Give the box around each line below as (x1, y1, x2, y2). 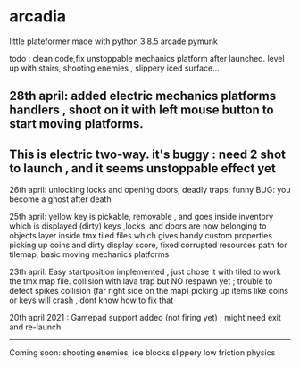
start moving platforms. (9, 116, 145, 131)
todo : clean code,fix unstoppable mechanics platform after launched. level (9, 53, 285, 63)
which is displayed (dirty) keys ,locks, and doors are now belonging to (9, 221, 267, 231)
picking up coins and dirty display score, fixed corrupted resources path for (9, 239, 287, 251)
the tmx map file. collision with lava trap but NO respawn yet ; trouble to (9, 276, 273, 287)
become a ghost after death (9, 194, 112, 204)
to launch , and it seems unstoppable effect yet (9, 161, 277, 176)
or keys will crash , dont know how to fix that (9, 295, 174, 305)
